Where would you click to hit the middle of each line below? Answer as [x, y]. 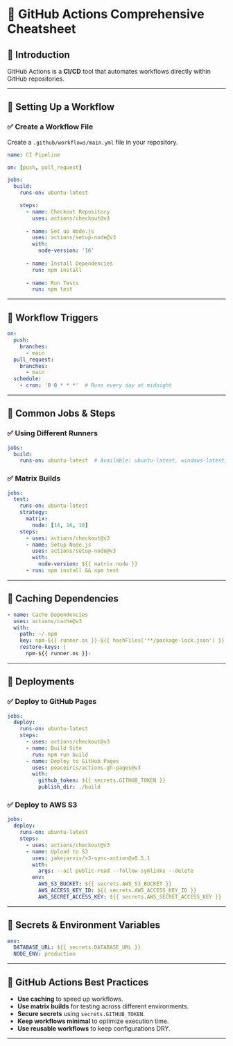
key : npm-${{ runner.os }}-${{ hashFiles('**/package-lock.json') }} [122, 641]
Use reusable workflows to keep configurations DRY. [94, 1029]
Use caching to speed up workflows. [70, 999]
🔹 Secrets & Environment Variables [84, 925]
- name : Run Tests [52, 283]
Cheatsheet [42, 29]
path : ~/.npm [38, 634]
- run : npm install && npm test [72, 571]
